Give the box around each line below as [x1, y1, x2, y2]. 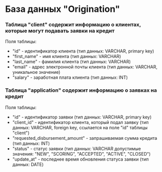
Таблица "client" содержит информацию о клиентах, [5, 21, 141, 28]
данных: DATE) [12, 161, 44, 167]
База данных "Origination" [5, 3, 120, 15]
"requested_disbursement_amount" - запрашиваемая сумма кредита [12, 135, 158, 141]
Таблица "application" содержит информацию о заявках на [5, 87, 158, 94]
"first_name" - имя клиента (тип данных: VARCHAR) [12, 54, 121, 59]
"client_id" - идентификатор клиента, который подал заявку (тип [12, 119, 149, 125]
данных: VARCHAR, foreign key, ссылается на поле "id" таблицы [12, 124, 148, 130]
